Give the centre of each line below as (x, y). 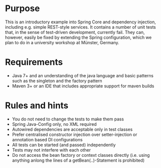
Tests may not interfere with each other (51, 150)
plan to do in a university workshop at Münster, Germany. (62, 42)
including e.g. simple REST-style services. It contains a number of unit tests (80, 27)
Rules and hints (37, 106)
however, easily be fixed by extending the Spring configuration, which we (78, 37)
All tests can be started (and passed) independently (64, 145)
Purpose (23, 8)
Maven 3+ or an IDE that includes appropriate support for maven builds (83, 86)
